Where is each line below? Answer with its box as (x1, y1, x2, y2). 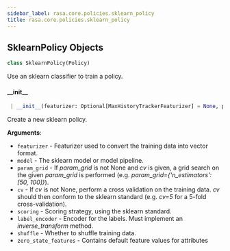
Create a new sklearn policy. (7, 116, 88, 124)
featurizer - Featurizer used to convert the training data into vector (16, 142, 209, 150)
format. (16, 149, 38, 157)
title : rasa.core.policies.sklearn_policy (7, 16, 130, 23)
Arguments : (7, 129, 42, 137)
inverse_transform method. (16, 222, 94, 230)
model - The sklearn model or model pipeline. (16, 157, 144, 165)
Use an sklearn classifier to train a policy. (7, 72, 123, 81)
